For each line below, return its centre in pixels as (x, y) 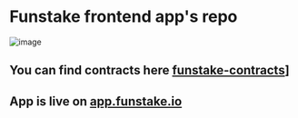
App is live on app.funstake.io (96, 101)
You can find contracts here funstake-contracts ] (149, 70)
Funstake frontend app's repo (124, 17)
